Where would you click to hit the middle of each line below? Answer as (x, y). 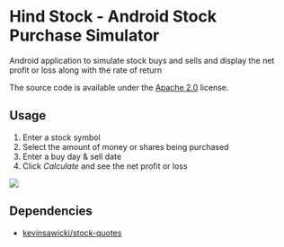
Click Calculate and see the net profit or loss (105, 166)
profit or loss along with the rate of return (86, 70)
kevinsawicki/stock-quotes (72, 233)
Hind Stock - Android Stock (113, 17)
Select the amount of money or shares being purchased (125, 146)
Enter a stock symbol (61, 137)
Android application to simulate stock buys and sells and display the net (142, 60)
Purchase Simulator (84, 35)
